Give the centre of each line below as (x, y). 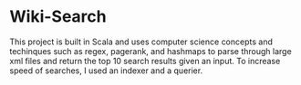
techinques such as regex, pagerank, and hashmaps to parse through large (150, 51)
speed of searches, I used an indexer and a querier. (106, 71)
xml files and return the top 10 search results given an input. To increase (145, 61)
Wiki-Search (58, 17)
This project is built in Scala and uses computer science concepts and (141, 42)
